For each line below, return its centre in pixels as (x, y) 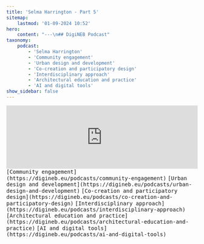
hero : (13, 29)
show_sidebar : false (32, 91)
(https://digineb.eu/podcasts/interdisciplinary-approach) (96, 209)
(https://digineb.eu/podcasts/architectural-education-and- (98, 221)
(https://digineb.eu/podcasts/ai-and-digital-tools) (87, 234)
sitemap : (17, 18)
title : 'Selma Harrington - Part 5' (53, 12)
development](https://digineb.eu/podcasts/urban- (117, 184)
